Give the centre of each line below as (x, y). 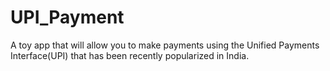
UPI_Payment (67, 17)
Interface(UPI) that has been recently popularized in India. (130, 55)
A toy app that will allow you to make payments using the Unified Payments (165, 45)
